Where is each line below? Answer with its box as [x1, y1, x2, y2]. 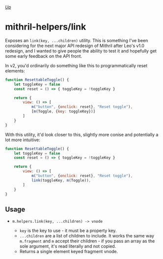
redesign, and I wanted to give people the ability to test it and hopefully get [5, 48, 157, 53]
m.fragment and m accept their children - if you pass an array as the [19, 238, 155, 244]
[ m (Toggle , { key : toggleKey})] [31, 109, 96, 114]
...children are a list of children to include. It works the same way [19, 233, 155, 239]
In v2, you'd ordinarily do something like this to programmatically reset [5, 62, 148, 68]
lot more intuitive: [5, 137, 40, 143]
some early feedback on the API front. [5, 53, 82, 59]
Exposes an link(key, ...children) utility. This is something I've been [5, 37, 148, 43]
